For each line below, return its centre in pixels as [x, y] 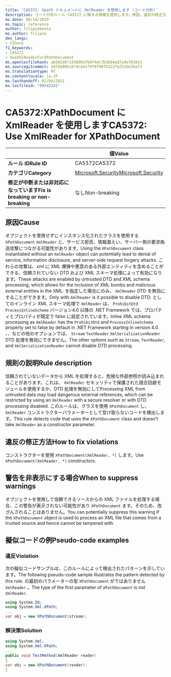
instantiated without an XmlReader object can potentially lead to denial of [81, 254]
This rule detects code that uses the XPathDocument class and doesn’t [86, 419]
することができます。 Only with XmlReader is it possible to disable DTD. [78, 297]
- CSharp [15, 43]
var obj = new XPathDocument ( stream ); [46, 616]
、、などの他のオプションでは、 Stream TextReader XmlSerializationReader [83, 333]
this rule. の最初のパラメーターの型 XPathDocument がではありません [76, 581]
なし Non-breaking [97, 192]
